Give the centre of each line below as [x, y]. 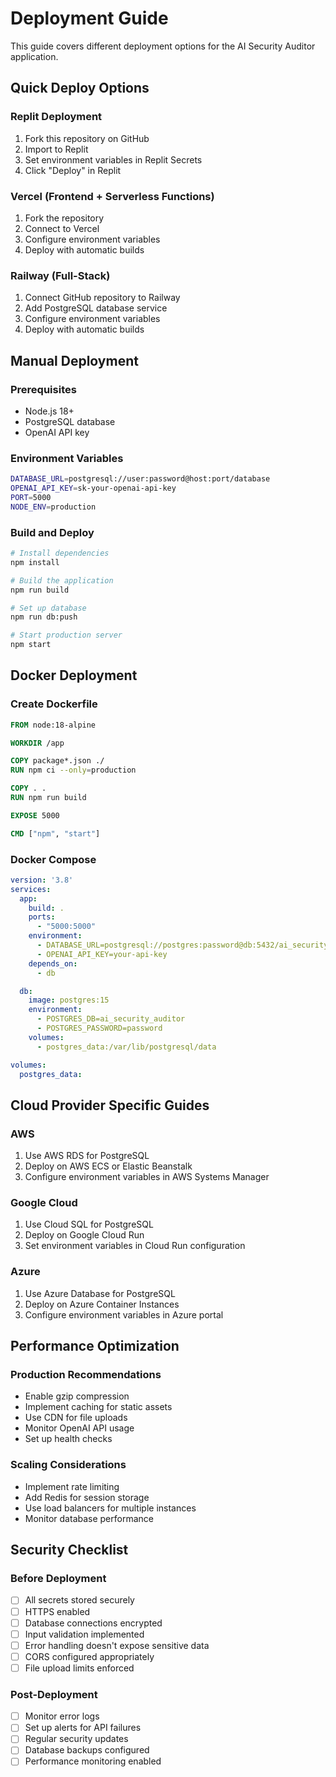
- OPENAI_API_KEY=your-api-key [102, 954]
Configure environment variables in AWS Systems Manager [147, 1177]
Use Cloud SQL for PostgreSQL [89, 1224]
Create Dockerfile [54, 704]
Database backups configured [87, 1750]
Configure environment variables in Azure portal [124, 1314]
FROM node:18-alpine [53, 725]
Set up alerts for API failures [83, 1728]
